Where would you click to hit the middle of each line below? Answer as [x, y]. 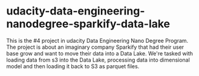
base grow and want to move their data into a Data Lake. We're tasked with [100, 53]
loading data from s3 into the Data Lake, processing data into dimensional [98, 60]
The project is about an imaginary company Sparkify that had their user [95, 47]
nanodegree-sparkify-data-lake [88, 24]
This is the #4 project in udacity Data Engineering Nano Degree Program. [97, 40]
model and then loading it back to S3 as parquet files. [73, 66]
